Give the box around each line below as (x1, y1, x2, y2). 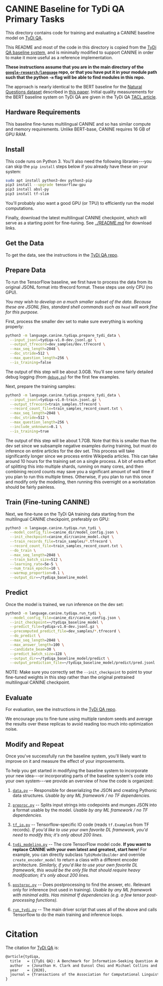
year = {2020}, (10, 968, 47, 972)
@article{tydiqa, (5, 954, 41, 959)
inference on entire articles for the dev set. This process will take (5, 448, 135, 454)
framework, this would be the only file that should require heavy (12, 867, 141, 873)
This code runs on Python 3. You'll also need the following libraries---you (5, 158, 152, 164)
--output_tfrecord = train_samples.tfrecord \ (10, 402, 101, 407)
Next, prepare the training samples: (5, 383, 76, 389)
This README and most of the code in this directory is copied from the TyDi (5, 44, 157, 50)
